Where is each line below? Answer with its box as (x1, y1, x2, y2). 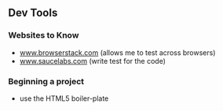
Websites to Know (8, 30, 79, 41)
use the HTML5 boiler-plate (19, 94, 109, 103)
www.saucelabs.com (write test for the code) (19, 56, 166, 65)
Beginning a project (8, 76, 85, 87)
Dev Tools (8, 6, 58, 20)
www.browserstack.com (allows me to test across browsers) (19, 47, 216, 57)
